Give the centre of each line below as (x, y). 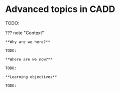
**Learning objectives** (31, 77)
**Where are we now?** (29, 59)
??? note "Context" (25, 32)
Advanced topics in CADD (60, 9)
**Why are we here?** (28, 42)
